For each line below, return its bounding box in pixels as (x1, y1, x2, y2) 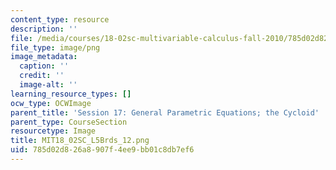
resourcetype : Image (10, 126, 97, 136)
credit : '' (19, 71, 65, 81)
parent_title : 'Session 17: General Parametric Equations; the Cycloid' (10, 107, 320, 118)
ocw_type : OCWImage (10, 98, 92, 108)
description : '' (10, 24, 78, 34)
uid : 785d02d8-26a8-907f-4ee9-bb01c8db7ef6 (10, 145, 195, 155)
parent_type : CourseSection (10, 117, 128, 127)
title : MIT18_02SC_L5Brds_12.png (10, 136, 150, 146)
